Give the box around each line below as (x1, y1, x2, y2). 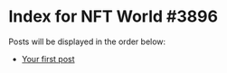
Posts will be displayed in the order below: (8, 36, 166, 47)
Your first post (21, 53, 75, 64)
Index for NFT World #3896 (8, 6, 219, 27)
